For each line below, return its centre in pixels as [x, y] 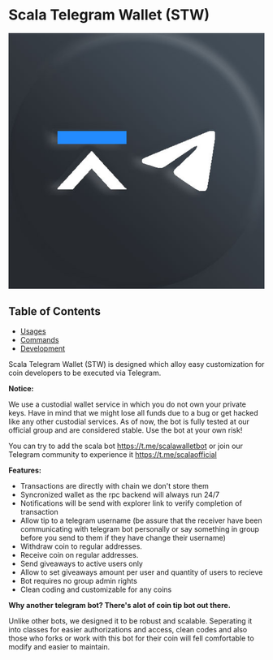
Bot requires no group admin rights [79, 580]
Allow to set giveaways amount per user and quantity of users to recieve [141, 572]
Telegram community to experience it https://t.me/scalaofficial [113, 454]
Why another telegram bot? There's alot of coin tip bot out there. [120, 605]
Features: [25, 470]
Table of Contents [55, 311]
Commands [39, 339]
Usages [33, 331]
